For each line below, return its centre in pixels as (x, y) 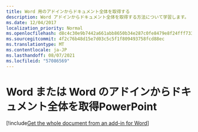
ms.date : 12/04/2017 (32, 22)
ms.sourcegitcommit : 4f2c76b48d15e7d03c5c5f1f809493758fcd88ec (85, 39)
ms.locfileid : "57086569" (38, 61)
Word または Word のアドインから (88, 92)
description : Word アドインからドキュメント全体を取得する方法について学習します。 (98, 17)
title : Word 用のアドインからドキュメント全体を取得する (68, 11)
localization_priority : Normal (44, 28)
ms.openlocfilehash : (32, 34)
